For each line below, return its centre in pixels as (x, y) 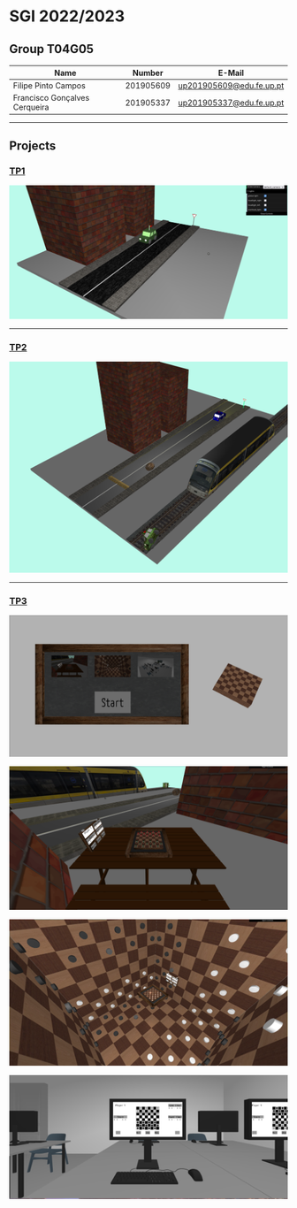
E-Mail (231, 73)
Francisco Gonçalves (51, 98)
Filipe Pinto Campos (49, 85)
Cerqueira (31, 107)
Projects (33, 145)
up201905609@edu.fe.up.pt (231, 85)
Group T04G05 (52, 49)
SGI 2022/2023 (67, 16)
